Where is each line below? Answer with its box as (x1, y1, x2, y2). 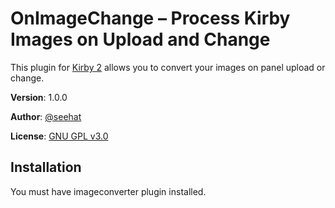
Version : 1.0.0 (10, 91, 68, 103)
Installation (10, 159, 82, 176)
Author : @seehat (10, 110, 82, 122)
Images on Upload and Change (10, 28, 271, 51)
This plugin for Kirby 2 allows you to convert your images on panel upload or (10, 61, 326, 73)
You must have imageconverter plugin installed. (10, 185, 207, 197)
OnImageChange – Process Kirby (10, 7, 291, 30)
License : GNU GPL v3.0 (10, 130, 109, 142)
